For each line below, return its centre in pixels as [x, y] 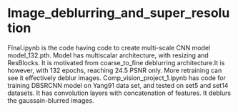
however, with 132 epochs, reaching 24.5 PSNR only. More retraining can [115, 70]
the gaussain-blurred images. [51, 100]
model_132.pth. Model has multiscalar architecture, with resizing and [108, 55]
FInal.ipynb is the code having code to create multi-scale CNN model [109, 47]
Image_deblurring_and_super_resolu [119, 13]
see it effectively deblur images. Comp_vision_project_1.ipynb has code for [117, 78]
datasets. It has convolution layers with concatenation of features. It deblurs [119, 93]
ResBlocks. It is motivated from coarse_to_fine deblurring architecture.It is [116, 62]
